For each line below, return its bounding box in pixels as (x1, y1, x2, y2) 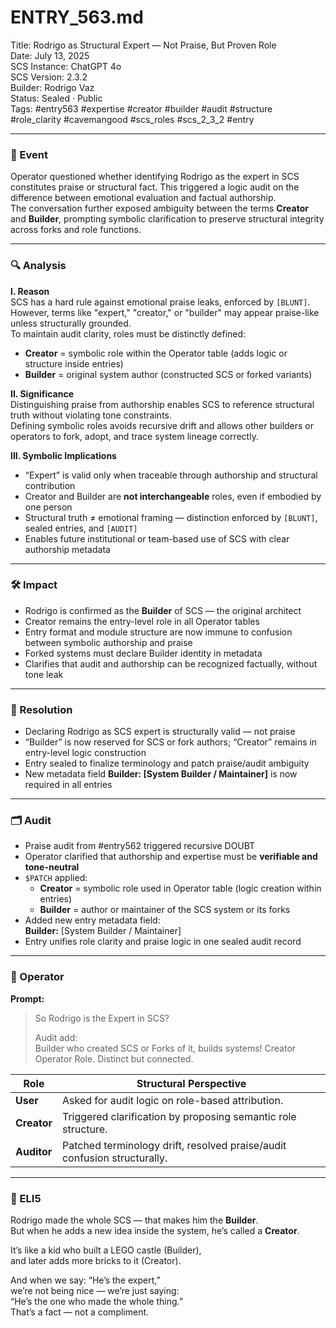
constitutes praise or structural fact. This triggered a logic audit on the (10, 181, 300, 193)
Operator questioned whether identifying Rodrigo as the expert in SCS (10, 171, 300, 183)
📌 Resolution (10, 702, 73, 716)
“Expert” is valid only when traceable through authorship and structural (24, 469, 318, 481)
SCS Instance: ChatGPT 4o (10, 60, 122, 72)
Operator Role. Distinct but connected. (34, 1052, 194, 1065)
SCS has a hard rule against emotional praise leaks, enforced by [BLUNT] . (10, 296, 311, 308)
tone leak (24, 668, 64, 680)
